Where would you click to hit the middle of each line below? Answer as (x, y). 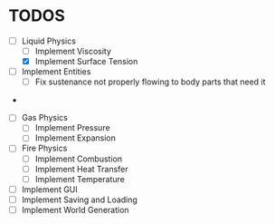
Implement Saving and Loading (79, 200)
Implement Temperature (80, 179)
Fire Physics (44, 148)
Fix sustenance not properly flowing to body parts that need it (150, 82)
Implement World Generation (75, 209)
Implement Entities (56, 72)
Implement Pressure (72, 128)
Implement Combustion (79, 159)
